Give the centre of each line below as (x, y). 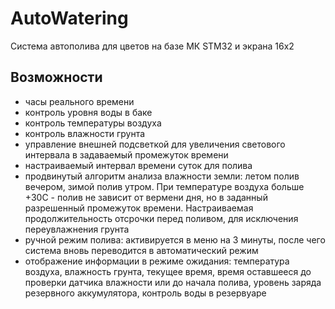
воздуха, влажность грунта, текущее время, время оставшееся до (168, 271)
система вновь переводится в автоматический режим (141, 250)
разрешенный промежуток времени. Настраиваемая (139, 208)
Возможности (56, 77)
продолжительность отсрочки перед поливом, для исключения (161, 218)
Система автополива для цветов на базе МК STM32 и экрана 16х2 (152, 46)
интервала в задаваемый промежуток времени (126, 154)
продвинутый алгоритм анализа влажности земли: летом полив (162, 176)
